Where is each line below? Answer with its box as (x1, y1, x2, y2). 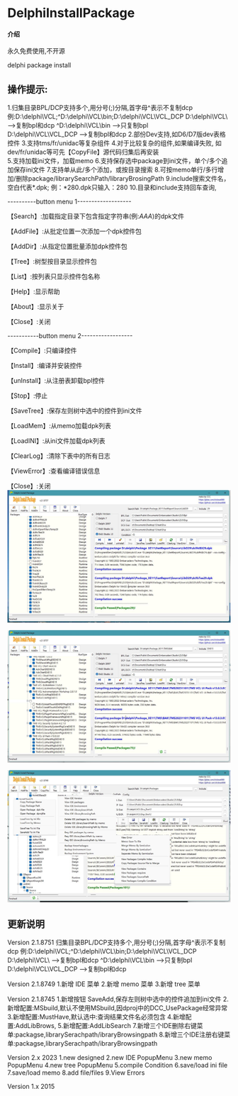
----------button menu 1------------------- (7, 197, 132, 206)
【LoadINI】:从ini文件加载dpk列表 (7, 437, 106, 445)
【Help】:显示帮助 (7, 287, 60, 296)
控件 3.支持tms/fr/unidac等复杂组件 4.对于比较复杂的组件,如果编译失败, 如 (7, 139, 222, 147)
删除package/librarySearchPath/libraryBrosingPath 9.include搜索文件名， (16, 174, 230, 183)
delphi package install (7, 61, 72, 69)
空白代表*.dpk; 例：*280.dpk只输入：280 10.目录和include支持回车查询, (7, 183, 217, 192)
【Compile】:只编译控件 (7, 346, 77, 355)
